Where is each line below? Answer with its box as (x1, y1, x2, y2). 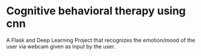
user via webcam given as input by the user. (6, 43, 116, 50)
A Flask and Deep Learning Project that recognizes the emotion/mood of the (6, 36, 196, 43)
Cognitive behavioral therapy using (6, 4, 186, 18)
